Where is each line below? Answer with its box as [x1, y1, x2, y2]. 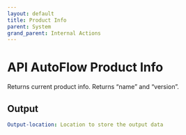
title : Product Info [7, 17, 68, 24]
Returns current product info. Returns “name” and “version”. [7, 83, 180, 91]
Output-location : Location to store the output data [7, 121, 164, 128]
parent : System [7, 23, 52, 30]
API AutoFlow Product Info [7, 60, 164, 75]
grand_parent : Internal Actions [7, 29, 101, 37]
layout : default [7, 10, 54, 17]
